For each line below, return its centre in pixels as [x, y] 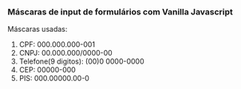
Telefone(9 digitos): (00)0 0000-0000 [81, 61]
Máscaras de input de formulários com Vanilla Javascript [120, 12]
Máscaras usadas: [38, 29]
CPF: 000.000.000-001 [57, 44]
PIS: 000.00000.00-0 [54, 79]
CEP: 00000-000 [47, 70]
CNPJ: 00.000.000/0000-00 [65, 53]
